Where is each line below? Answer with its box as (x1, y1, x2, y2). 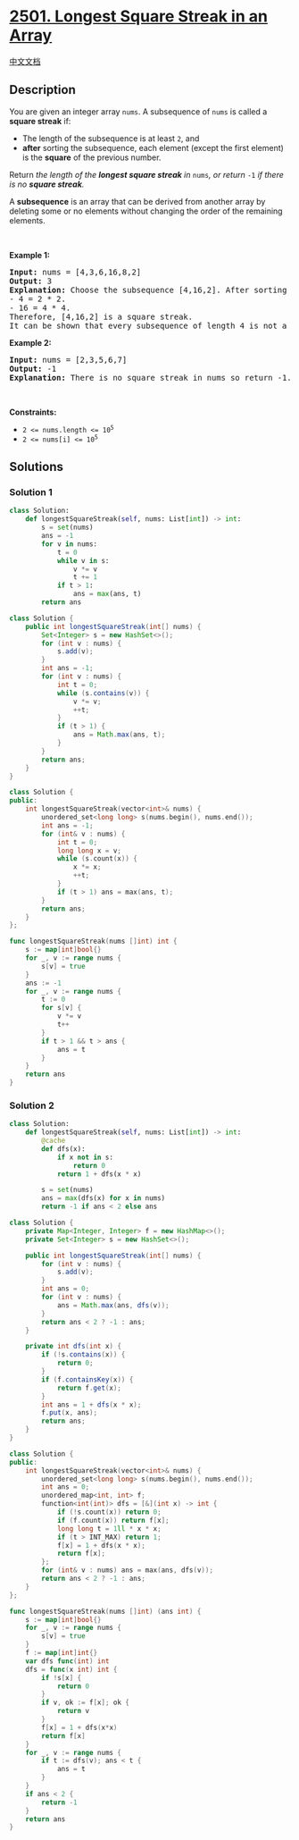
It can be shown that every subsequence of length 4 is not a (9, 320, 287, 331)
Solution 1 (9, 486, 53, 499)
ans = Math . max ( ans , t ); (72, 730, 166, 739)
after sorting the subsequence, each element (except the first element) (21, 142, 284, 153)
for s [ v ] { (41, 1004, 82, 1012)
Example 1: (9, 249, 51, 260)
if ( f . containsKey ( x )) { (41, 1374, 134, 1384)
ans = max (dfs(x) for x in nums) (41, 1194, 166, 1203)
